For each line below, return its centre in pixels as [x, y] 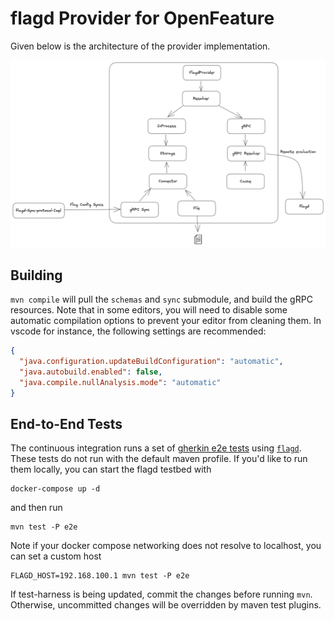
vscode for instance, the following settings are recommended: [138, 331]
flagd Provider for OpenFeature [142, 18]
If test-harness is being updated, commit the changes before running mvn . [161, 594]
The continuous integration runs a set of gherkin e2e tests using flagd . [156, 448]
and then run [36, 508]
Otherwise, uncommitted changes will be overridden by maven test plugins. [166, 605]
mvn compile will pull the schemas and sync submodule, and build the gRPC [161, 299]
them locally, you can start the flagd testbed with [111, 469]
